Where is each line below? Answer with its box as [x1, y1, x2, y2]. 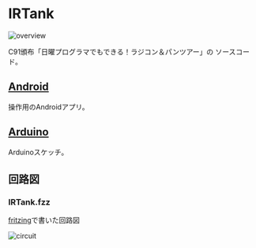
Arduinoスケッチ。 [8, 147, 69, 157]
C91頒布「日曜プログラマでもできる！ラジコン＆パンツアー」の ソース [8, 46, 236, 56]
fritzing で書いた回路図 [8, 216, 81, 225]
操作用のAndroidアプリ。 [8, 102, 89, 111]
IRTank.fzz [8, 196, 51, 207]
